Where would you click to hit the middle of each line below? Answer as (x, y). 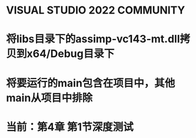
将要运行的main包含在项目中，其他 (91, 83)
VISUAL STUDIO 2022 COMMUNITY (96, 10)
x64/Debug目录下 (71, 54)
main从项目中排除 (49, 98)
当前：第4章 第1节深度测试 (70, 127)
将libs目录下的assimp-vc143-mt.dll (93, 39)
